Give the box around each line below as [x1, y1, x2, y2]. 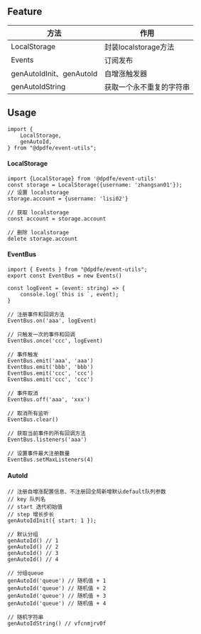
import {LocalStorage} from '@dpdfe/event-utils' [7, 175, 158, 182]
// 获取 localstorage [7, 209, 70, 216]
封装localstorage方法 [104, 42, 175, 52]
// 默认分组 [7, 531, 39, 539]
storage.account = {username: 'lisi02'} [7, 195, 129, 202]
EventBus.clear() [7, 416, 59, 423]
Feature [7, 6, 43, 18]
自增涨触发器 [104, 68, 148, 78]
